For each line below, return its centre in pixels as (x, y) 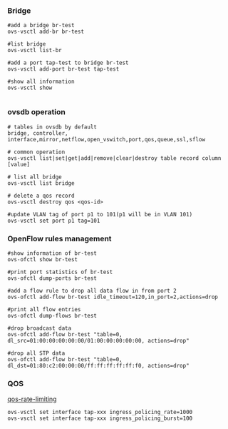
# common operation (36, 152)
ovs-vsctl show (30, 88)
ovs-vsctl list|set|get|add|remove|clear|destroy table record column (114, 158)
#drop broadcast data (40, 328)
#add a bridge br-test (41, 26)
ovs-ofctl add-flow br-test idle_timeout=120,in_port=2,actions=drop (113, 297)
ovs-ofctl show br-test (43, 259)
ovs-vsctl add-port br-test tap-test (63, 69)
